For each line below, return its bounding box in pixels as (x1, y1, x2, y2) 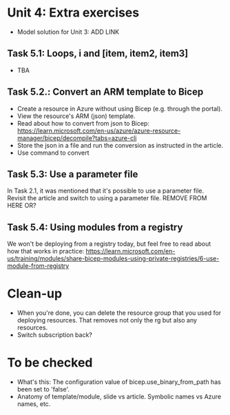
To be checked (7, 355, 93, 371)
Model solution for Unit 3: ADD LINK (17, 28, 119, 36)
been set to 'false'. (17, 385, 70, 394)
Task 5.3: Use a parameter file (7, 168, 138, 180)
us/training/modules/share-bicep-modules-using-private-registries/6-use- (7, 254, 220, 263)
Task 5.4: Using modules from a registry (7, 221, 183, 233)
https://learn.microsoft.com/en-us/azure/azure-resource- (17, 126, 181, 135)
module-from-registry (7, 262, 70, 270)
